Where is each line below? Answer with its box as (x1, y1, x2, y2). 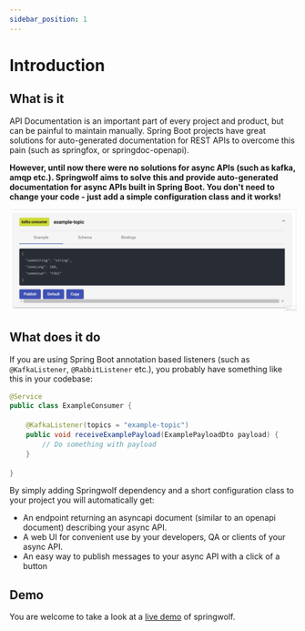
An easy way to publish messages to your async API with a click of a (22, 551, 280, 562)
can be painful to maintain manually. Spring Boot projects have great (9, 125, 267, 136)
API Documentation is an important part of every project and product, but (9, 115, 284, 127)
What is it (9, 91, 65, 107)
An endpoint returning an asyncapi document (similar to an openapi (22, 513, 276, 524)
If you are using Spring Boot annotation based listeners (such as (9, 353, 250, 364)
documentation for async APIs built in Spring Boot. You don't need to (9, 181, 275, 192)
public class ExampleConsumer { (9, 402, 132, 411)
